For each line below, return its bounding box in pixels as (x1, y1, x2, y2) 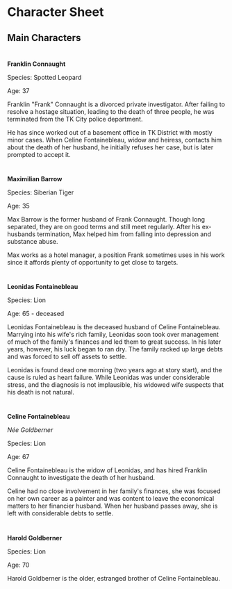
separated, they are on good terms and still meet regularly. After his (7, 222, 201, 231)
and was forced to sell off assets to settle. (7, 352, 127, 361)
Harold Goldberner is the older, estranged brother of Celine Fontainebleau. (7, 574, 221, 582)
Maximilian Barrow (7, 174, 63, 183)
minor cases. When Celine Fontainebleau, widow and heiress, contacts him (7, 135, 222, 144)
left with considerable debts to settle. (7, 509, 113, 517)
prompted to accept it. (7, 150, 71, 158)
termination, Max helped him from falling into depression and (37, 230, 212, 238)
